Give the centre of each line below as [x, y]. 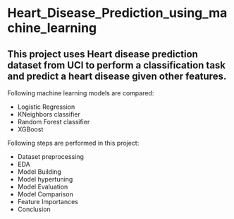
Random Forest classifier [54, 122]
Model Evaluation [43, 187]
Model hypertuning [45, 179]
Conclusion [34, 209]
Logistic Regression [46, 107]
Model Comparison [45, 194]
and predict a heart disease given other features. [117, 76]
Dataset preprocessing [51, 156]
